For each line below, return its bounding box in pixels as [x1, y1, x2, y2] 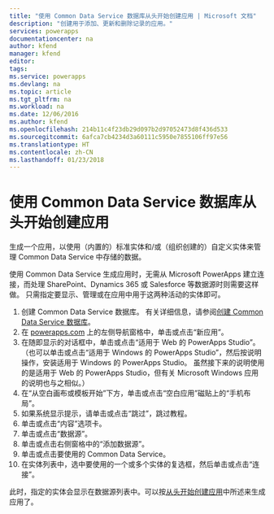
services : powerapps [9, 27, 80, 35]
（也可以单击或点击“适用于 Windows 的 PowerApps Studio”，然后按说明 [20, 347, 263, 358]
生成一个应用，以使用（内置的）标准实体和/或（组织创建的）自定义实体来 [9, 242, 254, 252]
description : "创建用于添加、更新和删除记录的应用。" [9, 20, 173, 28]
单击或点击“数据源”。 [20, 429, 93, 439]
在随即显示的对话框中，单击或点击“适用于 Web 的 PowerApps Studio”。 [20, 338, 260, 347]
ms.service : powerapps [9, 72, 86, 81]
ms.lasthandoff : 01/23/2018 [9, 155, 105, 163]
